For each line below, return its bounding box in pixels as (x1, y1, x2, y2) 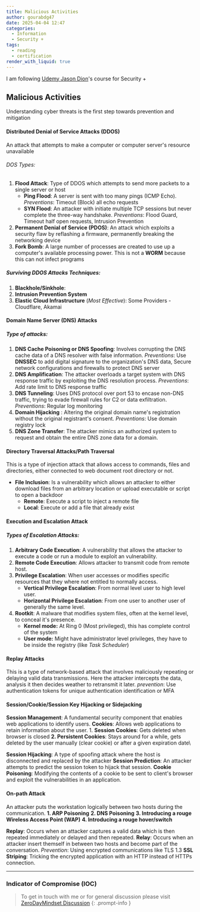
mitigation (6, 114, 31, 122)
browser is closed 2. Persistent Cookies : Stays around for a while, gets (6, 733, 182, 740)
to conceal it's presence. (14, 616, 76, 623)
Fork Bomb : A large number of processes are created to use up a (14, 242, 175, 250)
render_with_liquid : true (6, 58, 70, 64)
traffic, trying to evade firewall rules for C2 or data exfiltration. (14, 396, 167, 403)
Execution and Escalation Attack (6, 518, 88, 525)
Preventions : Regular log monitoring (14, 403, 103, 410)
